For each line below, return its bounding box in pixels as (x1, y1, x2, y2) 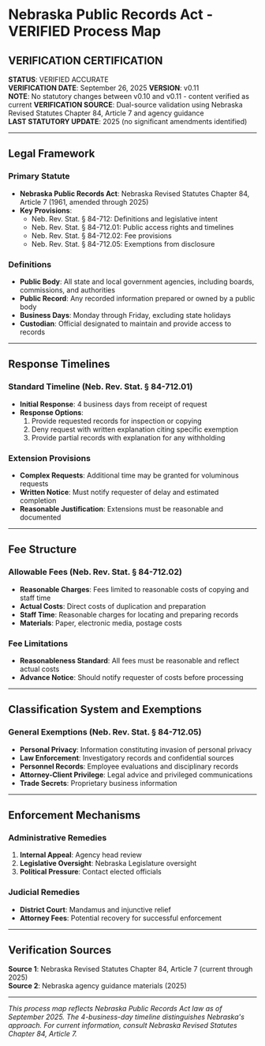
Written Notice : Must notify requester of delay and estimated (19, 487, 219, 497)
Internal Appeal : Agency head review (19, 850, 142, 859)
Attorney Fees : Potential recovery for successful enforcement (19, 913, 222, 923)
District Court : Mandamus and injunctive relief (19, 904, 171, 914)
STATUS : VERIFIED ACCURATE (8, 75, 109, 84)
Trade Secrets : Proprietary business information (19, 778, 177, 787)
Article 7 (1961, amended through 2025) (19, 197, 149, 206)
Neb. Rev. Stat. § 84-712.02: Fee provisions (31, 231, 172, 240)
